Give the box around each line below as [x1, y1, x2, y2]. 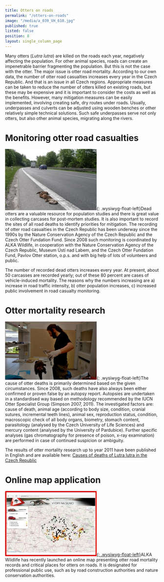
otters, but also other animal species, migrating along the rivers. [5, 115, 133, 121]
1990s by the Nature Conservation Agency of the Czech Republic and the [5, 232, 153, 237]
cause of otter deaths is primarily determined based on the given [5, 380, 136, 386]
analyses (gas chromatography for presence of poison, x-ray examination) [5, 432, 155, 438]
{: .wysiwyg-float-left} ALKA [97, 551, 152, 558]
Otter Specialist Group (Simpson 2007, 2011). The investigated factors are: [5, 401, 154, 407]
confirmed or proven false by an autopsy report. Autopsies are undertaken [5, 391, 155, 396]
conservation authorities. [5, 572, 55, 578]
